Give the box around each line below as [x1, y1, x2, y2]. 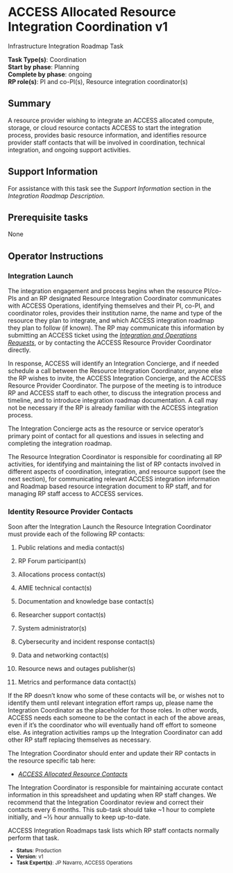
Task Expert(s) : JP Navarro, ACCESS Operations [16, 859, 133, 867]
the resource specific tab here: [8, 756, 96, 765]
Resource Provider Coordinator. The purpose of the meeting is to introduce [8, 381, 223, 390]
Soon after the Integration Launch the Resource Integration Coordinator [8, 522, 212, 531]
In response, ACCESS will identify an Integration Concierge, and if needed [8, 359, 219, 368]
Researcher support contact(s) [17, 610, 106, 619]
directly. [8, 346, 31, 354]
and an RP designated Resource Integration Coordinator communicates [18, 294, 222, 303]
